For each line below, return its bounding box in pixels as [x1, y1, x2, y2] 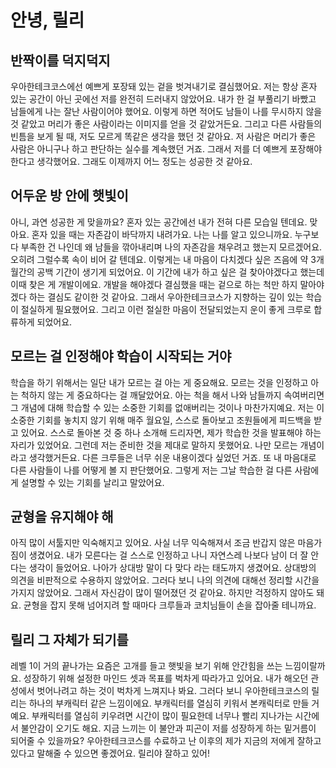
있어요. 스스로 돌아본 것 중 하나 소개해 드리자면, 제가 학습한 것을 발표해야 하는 [20, 426, 322, 438]
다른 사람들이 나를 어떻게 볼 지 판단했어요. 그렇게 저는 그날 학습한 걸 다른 [10, 464, 293, 476]
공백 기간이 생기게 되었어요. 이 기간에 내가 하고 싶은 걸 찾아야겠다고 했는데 [36, 266, 325, 278]
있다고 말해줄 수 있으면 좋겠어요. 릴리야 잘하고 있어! [10, 747, 210, 760]
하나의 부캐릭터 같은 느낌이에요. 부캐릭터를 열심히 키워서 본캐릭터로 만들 [28, 697, 310, 710]
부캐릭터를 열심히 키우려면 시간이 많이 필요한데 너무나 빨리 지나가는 [31, 710, 293, 722]
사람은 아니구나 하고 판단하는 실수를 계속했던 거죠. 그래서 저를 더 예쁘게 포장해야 [10, 143, 323, 155]
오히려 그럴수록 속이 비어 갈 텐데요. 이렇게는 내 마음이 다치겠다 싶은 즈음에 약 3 [10, 253, 317, 265]
